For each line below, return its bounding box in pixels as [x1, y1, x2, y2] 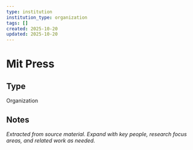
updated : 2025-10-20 [6, 31, 59, 37]
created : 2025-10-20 [6, 25, 59, 32]
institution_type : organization [6, 14, 87, 20]
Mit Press [6, 57, 55, 71]
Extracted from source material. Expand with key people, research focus [6, 130, 187, 137]
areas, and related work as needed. [6, 137, 95, 144]
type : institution [6, 8, 52, 15]
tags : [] [6, 20, 28, 26]
